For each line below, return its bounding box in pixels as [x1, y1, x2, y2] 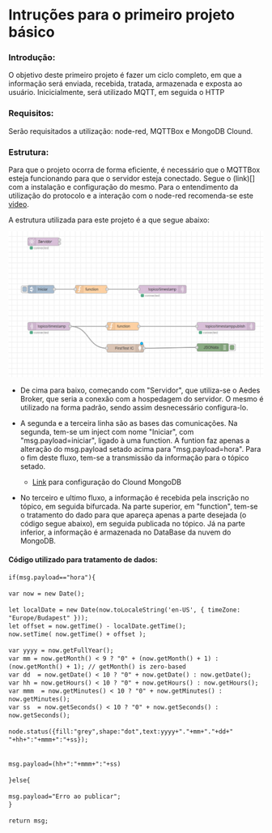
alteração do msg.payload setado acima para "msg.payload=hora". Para [19, 444, 261, 453]
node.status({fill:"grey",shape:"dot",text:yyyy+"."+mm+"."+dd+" [8, 728, 233, 736]
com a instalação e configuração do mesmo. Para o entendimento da [8, 182, 239, 192]
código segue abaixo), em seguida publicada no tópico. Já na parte [19, 519, 245, 528]
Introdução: [8, 52, 56, 63]
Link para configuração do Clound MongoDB [32, 477, 182, 487]
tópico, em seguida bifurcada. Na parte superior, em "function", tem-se [19, 501, 258, 511]
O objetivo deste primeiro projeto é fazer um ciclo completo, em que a [8, 71, 242, 80]
